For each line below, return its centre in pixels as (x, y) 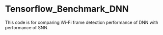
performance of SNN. (27, 27)
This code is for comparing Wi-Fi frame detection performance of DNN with (82, 22)
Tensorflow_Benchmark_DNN (67, 9)
